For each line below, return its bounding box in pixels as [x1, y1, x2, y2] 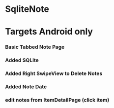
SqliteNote [5, 3, 49, 15]
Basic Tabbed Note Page [5, 43, 65, 50]
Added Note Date [5, 83, 47, 90]
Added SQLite [5, 57, 39, 64]
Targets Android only [5, 26, 93, 37]
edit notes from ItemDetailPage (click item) [5, 96, 110, 103]
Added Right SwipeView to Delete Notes [5, 70, 103, 77]
